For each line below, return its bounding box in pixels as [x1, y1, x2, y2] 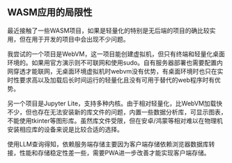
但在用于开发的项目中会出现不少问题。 [19, 35, 130, 43]
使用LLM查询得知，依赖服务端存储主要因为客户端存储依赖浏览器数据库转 [7, 139, 215, 148]
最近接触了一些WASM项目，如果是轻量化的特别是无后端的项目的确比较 [7, 26, 210, 35]
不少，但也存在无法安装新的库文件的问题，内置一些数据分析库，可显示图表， [7, 108, 227, 116]
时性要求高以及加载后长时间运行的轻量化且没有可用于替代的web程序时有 [7, 76, 215, 84]
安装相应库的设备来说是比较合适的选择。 [7, 125, 123, 133]
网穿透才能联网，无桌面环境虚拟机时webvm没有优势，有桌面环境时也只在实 [7, 67, 224, 75]
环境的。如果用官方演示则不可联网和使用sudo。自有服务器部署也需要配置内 [7, 58, 223, 67]
